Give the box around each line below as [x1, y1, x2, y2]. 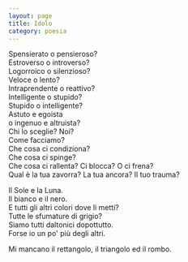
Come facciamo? [8, 135, 65, 145]
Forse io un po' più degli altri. [8, 229, 106, 238]
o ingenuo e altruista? [8, 118, 81, 128]
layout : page [8, 11, 53, 20]
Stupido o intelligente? [8, 101, 83, 110]
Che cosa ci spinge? [8, 152, 77, 162]
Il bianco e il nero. [8, 194, 68, 204]
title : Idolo [8, 19, 53, 28]
